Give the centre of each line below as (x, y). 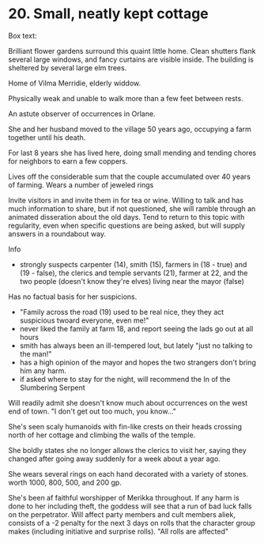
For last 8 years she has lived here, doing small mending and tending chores (132, 153)
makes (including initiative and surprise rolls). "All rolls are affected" (119, 531)
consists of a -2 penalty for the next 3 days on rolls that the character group (132, 523)
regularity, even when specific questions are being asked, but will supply (126, 225)
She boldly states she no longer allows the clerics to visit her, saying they (127, 450)
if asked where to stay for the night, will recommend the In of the (125, 379)
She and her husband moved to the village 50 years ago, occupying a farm (130, 129)
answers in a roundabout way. (57, 233)
